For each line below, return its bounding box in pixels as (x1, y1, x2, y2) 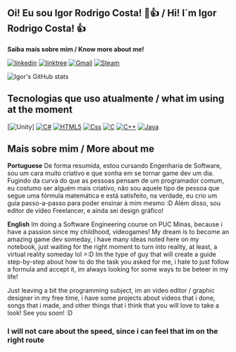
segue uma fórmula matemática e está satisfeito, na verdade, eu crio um (7, 191, 217, 200)
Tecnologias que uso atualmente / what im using (7, 92, 225, 105)
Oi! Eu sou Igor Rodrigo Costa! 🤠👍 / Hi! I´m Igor (7, 7, 217, 19)
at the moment (7, 104, 73, 116)
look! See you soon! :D (7, 309, 73, 317)
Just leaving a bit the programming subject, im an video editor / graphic (7, 286, 215, 295)
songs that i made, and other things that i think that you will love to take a (7, 301, 220, 310)
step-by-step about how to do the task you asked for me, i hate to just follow (7, 257, 230, 266)
